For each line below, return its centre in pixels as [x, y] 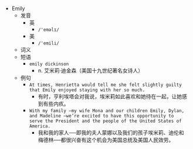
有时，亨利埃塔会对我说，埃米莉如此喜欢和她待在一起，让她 [110, 96]
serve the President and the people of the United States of [105, 121]
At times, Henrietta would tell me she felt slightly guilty [105, 85]
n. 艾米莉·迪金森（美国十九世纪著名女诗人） [91, 70]
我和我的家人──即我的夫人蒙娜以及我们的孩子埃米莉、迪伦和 [111, 133]
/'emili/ [49, 43]
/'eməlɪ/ [49, 30]
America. [40, 126]
